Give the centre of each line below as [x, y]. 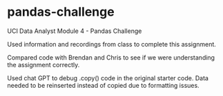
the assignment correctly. [43, 64]
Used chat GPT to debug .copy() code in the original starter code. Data [108, 78]
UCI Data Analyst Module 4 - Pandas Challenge [75, 31]
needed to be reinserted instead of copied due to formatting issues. [103, 85]
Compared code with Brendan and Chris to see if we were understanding [111, 57]
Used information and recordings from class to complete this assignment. [111, 44]
